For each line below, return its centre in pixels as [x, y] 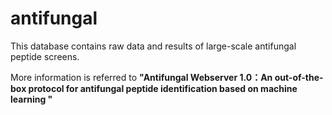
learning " [31, 99]
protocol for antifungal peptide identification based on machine [163, 88]
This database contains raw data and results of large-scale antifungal [153, 46]
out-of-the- [299, 77]
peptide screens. [45, 56]
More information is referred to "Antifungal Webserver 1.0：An [141, 77]
